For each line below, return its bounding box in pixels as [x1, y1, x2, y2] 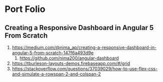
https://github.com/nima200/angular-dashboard [19, 55, 119, 61]
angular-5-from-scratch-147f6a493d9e [12, 50, 94, 55]
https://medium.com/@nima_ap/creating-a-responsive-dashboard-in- [12, 44, 156, 50]
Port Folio [5, 3, 46, 15]
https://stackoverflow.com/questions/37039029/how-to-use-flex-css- [12, 66, 158, 71]
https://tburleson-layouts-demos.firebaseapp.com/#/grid [12, 60, 130, 66]
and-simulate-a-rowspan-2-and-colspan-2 [12, 71, 101, 77]
